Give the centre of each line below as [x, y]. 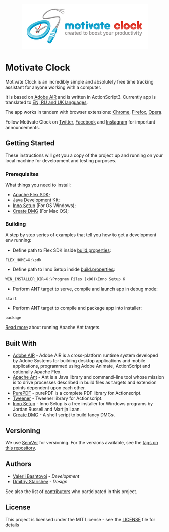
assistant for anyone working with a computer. [53, 87]
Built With [21, 343]
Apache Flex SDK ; [31, 195]
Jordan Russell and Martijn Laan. [46, 410]
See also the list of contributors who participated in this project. [71, 491]
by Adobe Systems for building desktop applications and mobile [79, 361]
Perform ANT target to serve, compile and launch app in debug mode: [85, 289]
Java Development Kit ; [36, 200]
